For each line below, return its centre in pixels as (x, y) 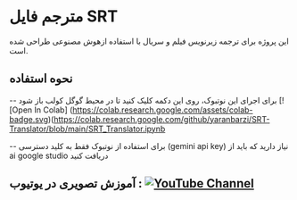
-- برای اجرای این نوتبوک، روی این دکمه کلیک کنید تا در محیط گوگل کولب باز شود (143, 100)
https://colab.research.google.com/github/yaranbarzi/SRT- (161, 119)
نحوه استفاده (41, 79)
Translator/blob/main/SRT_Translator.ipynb (87, 129)
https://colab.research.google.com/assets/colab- (163, 110)
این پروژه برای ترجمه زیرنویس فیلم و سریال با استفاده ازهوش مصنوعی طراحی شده (149, 41)
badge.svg (29, 119)
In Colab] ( (54, 110)
